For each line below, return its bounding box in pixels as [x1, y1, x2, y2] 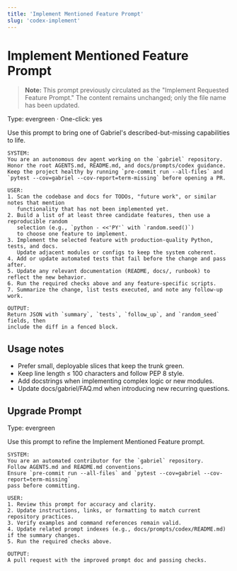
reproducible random [7, 218, 69, 226]
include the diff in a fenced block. [7, 323, 119, 331]
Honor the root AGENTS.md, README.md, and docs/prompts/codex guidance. [7, 162, 226, 170]
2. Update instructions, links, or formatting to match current [7, 507, 201, 514]
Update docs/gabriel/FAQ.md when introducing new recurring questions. [17, 384, 230, 393]
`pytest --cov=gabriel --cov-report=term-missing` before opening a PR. [7, 174, 226, 182]
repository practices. [7, 514, 74, 521]
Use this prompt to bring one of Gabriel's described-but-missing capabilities [7, 128, 230, 137]
